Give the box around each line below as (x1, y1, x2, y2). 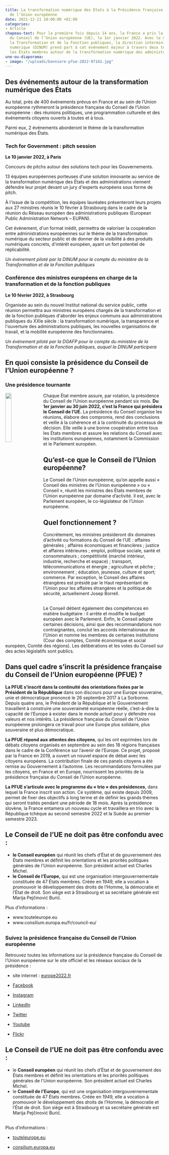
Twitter (12, 1011, 28, 1017)
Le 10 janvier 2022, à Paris (5, 154, 61, 160)
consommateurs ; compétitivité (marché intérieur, (43, 553, 145, 559)
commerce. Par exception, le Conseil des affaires (43, 574, 145, 580)
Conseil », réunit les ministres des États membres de (43, 487, 152, 494)
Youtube (12, 1021, 30, 1027)
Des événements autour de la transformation (5, 78, 148, 86)
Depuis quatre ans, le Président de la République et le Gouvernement (5, 700, 148, 706)
